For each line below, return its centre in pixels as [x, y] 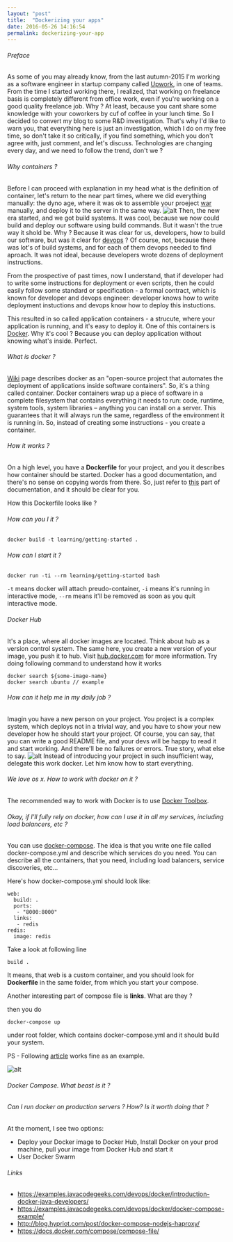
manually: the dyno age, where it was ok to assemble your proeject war [110, 203]
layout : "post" [29, 14]
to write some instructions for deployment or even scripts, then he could [111, 283]
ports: [23, 906]
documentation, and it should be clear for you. [73, 490]
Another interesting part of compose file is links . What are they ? [100, 996]
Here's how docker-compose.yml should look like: [79, 881]
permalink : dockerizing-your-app [56, 33]
